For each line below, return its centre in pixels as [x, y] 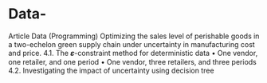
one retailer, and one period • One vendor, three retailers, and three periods [133, 61]
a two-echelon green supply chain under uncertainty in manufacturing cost [132, 44]
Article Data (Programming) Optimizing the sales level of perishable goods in [134, 36]
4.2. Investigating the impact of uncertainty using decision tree [111, 70]
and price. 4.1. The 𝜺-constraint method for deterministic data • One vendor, [133, 53]
